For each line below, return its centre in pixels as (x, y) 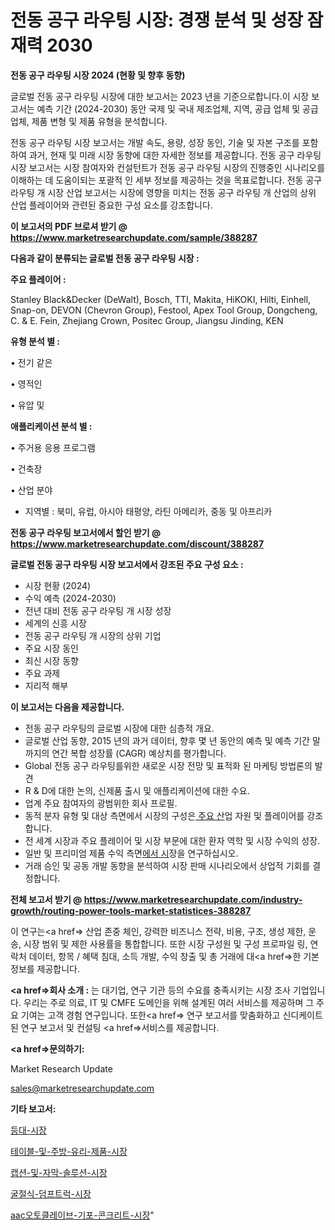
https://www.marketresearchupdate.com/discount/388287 (137, 543)
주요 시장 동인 (51, 648)
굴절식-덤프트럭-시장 (51, 1193)
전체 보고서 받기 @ (46, 899)
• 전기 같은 (31, 362)
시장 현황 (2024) (58, 585)
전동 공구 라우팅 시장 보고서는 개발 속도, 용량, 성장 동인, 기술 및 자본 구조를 (155, 142)
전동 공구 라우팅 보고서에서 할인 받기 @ (86, 532)
